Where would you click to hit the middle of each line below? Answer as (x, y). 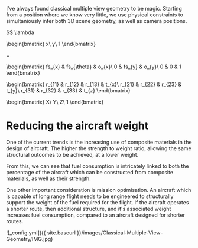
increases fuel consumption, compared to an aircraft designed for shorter (95, 215)
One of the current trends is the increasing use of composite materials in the (99, 142)
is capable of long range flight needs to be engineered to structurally (90, 196)
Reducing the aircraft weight (77, 126)
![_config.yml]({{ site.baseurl (41, 233)
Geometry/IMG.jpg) (30, 239)
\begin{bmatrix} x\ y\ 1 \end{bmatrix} (51, 44)
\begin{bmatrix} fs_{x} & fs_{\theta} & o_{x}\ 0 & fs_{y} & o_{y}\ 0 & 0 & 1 (94, 67)
